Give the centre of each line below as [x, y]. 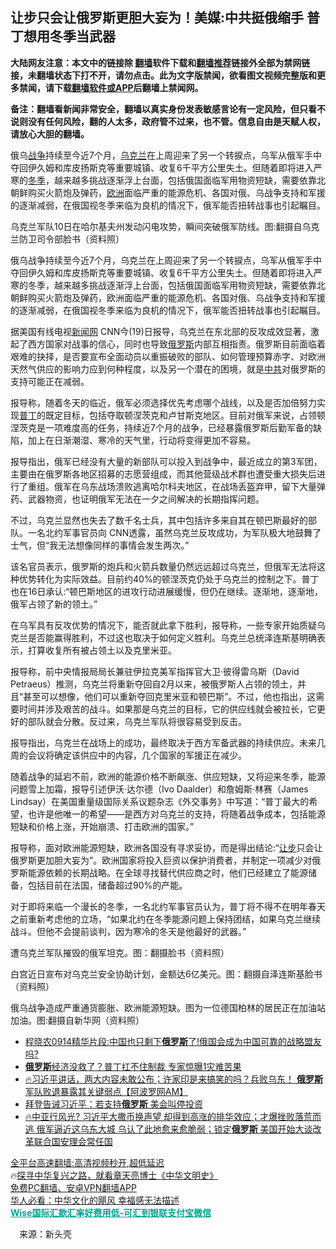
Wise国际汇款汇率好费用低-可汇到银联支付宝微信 [111, 1212]
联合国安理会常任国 [73, 1141]
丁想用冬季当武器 [63, 36]
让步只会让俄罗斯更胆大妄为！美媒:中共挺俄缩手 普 [165, 18]
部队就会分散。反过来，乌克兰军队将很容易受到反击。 [137, 721]
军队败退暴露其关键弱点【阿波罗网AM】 [106, 1091]
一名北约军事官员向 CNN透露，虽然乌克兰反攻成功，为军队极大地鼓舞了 [174, 532]
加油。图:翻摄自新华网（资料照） [77, 1020]
